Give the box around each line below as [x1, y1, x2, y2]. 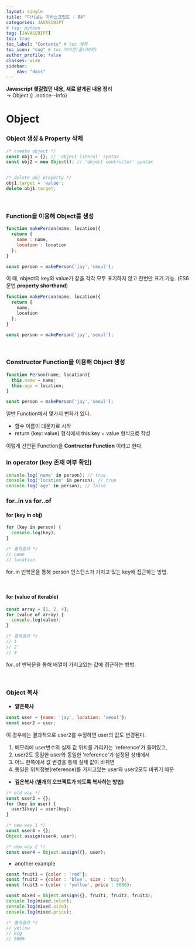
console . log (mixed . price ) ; [6, 909, 72, 915]
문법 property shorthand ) [6, 282, 69, 289]
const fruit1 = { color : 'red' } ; [6, 871, 88, 877]
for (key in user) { [6, 801, 57, 807]
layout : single [6, 8, 43, 15]
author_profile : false [6, 52, 61, 58]
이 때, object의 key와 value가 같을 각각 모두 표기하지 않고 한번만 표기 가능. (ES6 [6, 275, 189, 282]
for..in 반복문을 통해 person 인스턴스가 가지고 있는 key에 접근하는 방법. [6, 568, 169, 575]
